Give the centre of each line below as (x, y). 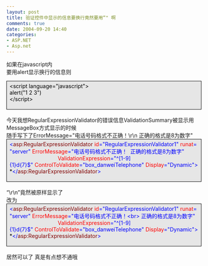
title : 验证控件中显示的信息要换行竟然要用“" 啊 (61, 18)
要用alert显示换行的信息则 (39, 72)
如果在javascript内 (30, 64)
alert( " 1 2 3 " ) (25, 92)
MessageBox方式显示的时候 (42, 127)
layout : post (23, 12)
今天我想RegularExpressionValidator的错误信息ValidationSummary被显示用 (100, 120)
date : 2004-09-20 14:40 (37, 29)
